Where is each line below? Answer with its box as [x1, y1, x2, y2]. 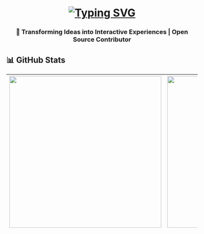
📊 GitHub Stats [6, 55, 66, 65]
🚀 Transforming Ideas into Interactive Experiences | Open [16, 28, 188, 36]
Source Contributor [72, 35, 132, 44]
